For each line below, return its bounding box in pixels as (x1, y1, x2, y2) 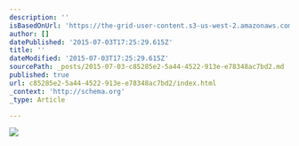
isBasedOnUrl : (9, 21, 62, 30)
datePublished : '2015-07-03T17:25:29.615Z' (9, 37, 174, 47)
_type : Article (9, 95, 66, 104)
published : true (9, 71, 69, 80)
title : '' (9, 46, 46, 55)
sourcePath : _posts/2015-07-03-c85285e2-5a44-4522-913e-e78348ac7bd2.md (9, 63, 285, 72)
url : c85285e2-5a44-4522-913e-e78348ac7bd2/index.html (9, 79, 217, 88)
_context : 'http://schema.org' (9, 87, 125, 96)
